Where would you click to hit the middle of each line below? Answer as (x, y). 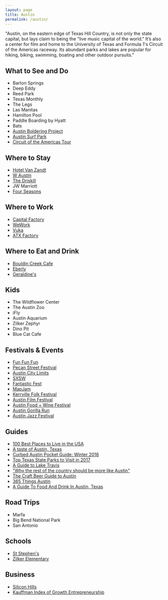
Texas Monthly (28, 99)
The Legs (22, 104)
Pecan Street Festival (34, 368)
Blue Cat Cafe (27, 334)
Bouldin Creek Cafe (33, 263)
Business (20, 575)
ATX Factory (25, 235)
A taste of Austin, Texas (37, 449)
